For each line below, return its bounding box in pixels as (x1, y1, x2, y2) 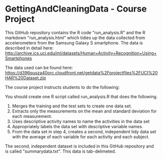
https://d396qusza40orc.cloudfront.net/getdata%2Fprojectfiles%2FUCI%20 (5, 70, 158, 75)
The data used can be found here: (5, 64, 73, 71)
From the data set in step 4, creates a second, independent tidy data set (12, 129, 156, 134)
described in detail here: (5, 45, 54, 51)
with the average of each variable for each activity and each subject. (12, 134, 149, 140)
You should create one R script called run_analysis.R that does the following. (5, 93, 158, 100)
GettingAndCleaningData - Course (5, 3, 147, 14)
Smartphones (5, 55, 33, 61)
